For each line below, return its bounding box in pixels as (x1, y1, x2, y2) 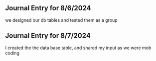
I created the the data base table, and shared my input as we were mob (5, 45, 152, 51)
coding (5, 50, 20, 56)
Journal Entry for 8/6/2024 (5, 4, 91, 12)
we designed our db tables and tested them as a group (5, 17, 118, 23)
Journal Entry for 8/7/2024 (5, 32, 91, 40)
